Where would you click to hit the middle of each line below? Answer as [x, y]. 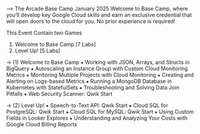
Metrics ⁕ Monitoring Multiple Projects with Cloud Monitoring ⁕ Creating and [100, 75]
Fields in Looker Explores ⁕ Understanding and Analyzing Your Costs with [97, 118]
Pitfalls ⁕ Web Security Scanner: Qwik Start [59, 94]
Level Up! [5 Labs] [37, 51]
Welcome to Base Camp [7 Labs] [55, 44]
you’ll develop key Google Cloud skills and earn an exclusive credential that [99, 15]
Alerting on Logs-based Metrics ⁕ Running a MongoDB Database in [89, 81]
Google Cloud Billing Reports [42, 124]
